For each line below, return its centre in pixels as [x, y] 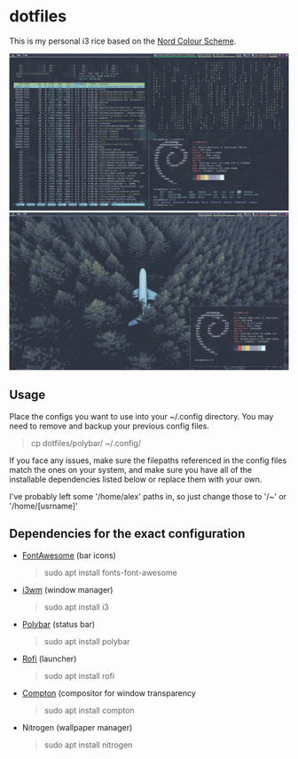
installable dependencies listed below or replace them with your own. [136, 479]
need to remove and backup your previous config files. [110, 426]
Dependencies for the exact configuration [127, 534]
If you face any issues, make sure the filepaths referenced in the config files [148, 460]
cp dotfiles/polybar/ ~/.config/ [86, 443]
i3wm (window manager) [67, 589]
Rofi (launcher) [49, 659]
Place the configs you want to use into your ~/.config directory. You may [141, 416]
